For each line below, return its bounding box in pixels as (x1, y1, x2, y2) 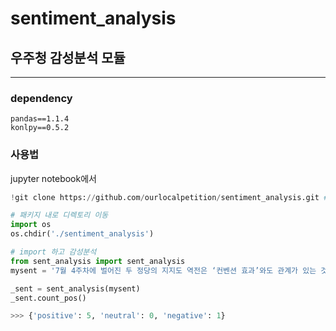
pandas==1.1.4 (10, 114, 70, 124)
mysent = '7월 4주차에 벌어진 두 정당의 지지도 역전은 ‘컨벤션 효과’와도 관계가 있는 (10, 265, 317, 276)
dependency (10, 91, 73, 105)
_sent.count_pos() (10, 293, 87, 303)
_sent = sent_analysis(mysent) (10, 283, 141, 294)
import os (10, 220, 52, 230)
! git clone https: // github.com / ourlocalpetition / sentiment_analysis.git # (10, 192, 329, 202)
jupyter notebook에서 (10, 172, 97, 184)
